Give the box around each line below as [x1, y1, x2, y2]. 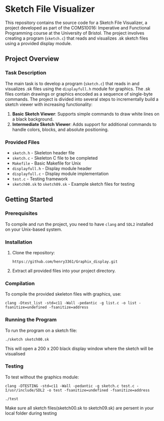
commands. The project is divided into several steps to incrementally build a [5, 96, 159, 102]
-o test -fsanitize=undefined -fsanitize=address [47, 388, 150, 393]
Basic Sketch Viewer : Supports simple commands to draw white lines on [12, 111, 160, 117]
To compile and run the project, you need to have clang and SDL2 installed [5, 221, 153, 227]
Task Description [5, 70, 47, 76]
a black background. [12, 116, 54, 122]
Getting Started [5, 195, 53, 204]
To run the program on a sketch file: [5, 327, 77, 333]
